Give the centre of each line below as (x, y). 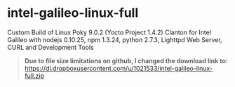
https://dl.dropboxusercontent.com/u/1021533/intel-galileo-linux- (118, 68)
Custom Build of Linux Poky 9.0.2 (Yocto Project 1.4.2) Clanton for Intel (109, 32)
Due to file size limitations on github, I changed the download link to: (126, 60)
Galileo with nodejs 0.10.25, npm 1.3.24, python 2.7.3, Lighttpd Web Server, (115, 39)
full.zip (34, 76)
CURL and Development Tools (51, 47)
